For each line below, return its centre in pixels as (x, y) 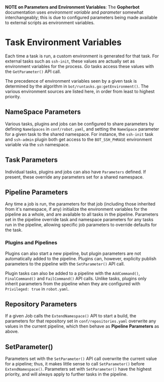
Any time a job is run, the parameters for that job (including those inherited (80, 204)
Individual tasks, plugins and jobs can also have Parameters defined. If (75, 172)
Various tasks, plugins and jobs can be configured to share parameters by (80, 124)
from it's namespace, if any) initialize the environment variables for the (76, 209)
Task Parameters (31, 160)
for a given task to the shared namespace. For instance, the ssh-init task (79, 134)
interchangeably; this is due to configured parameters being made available (81, 17)
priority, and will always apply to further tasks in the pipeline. (67, 374)
